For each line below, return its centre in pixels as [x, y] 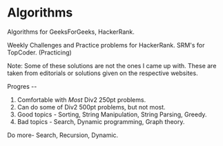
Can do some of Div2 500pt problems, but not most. [91, 107]
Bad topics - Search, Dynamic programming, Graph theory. [101, 121]
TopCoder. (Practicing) [40, 52]
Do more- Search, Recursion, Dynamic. [63, 135]
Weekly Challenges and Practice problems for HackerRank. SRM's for [106, 45]
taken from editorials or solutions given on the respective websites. [103, 73]
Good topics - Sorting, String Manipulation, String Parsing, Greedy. [112, 114]
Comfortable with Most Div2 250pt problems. [81, 100]
